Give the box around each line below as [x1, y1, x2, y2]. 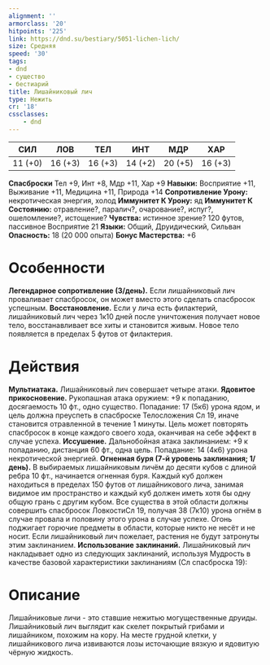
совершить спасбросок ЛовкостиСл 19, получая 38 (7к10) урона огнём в [8, 505, 262, 515]
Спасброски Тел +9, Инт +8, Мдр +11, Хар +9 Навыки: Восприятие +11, [8, 178, 256, 188]
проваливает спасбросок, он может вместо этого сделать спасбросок [8, 294, 255, 304]
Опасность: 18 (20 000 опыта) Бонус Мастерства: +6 [8, 230, 197, 240]
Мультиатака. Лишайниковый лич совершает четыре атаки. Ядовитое [8, 384, 256, 394]
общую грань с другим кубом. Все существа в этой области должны [8, 497, 249, 506]
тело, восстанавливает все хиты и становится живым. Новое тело [8, 320, 240, 330]
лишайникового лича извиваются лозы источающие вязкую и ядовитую [8, 638, 260, 648]
